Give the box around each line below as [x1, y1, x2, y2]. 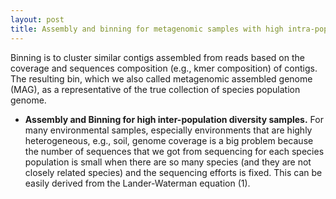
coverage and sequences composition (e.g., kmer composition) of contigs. [10, 62, 318, 74]
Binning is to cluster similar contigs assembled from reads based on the [10, 51, 305, 63]
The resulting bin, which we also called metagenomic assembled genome [10, 72, 313, 85]
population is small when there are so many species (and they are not [24, 156, 312, 168]
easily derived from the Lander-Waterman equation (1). [24, 177, 251, 189]
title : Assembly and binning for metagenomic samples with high [10, 24, 284, 34]
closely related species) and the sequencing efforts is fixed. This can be [24, 166, 323, 178]
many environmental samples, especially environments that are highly [24, 124, 313, 136]
